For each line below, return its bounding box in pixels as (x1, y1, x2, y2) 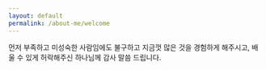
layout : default (8, 11, 63, 20)
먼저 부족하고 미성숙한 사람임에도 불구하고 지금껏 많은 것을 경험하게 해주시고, (8, 42, 251, 52)
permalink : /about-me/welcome (8, 19, 111, 27)
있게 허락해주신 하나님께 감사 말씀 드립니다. (25, 52, 162, 62)
